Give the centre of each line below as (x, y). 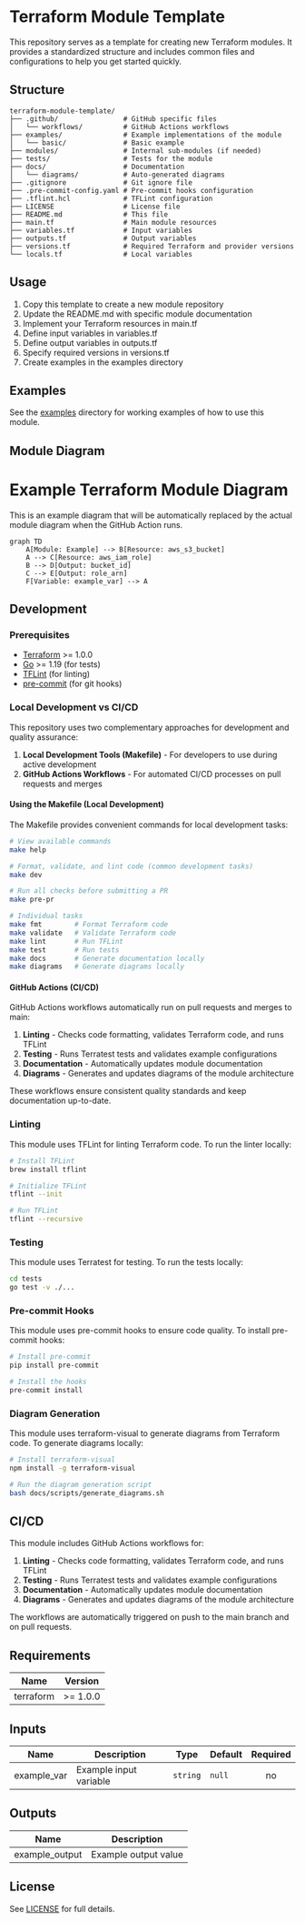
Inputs (28, 1729)
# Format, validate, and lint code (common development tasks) (132, 866)
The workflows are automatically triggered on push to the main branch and (149, 1617)
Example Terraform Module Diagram (149, 490)
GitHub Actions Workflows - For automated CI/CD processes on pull (152, 774)
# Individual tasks (46, 916)
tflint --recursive (46, 1220)
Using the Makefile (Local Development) (87, 805)
